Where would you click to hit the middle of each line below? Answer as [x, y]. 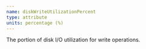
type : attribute [27, 17]
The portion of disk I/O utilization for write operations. [73, 40]
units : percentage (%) [35, 23]
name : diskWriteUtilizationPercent [51, 12]
